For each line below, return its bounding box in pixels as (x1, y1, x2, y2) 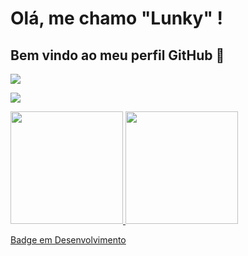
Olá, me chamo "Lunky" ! (10, 7, 223, 30)
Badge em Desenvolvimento (10, 234, 127, 246)
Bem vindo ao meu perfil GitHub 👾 (10, 47, 225, 64)
